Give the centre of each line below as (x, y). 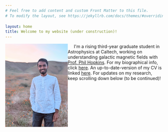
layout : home (19, 26)
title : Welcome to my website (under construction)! (61, 32)
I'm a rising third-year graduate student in (117, 46)
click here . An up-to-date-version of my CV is (115, 68)
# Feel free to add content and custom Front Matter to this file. (77, 10)
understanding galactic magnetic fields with (113, 57)
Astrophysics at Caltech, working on (105, 52)
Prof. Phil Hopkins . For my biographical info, (113, 62)
